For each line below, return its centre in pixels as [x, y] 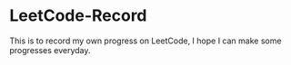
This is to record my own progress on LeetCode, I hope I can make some [145, 41]
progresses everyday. [50, 50]
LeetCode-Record [78, 16]
